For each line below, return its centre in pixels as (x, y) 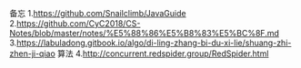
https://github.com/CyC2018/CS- (79, 24)
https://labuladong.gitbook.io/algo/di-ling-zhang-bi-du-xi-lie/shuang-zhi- (154, 43)
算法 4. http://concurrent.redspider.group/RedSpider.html (163, 53)
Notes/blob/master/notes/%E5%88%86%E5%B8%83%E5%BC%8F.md (145, 33)
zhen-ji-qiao (33, 53)
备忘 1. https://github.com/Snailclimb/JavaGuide (98, 13)
